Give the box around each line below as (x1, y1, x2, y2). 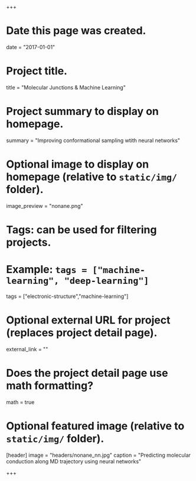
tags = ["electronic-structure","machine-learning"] (6, 293, 129, 300)
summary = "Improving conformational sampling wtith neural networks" (6, 137, 181, 144)
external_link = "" (6, 345, 48, 352)
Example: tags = (6, 263, 87, 276)
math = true (6, 398, 35, 406)
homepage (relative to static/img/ (6, 170, 178, 184)
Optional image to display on (6, 158, 149, 171)
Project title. (6, 65, 68, 78)
